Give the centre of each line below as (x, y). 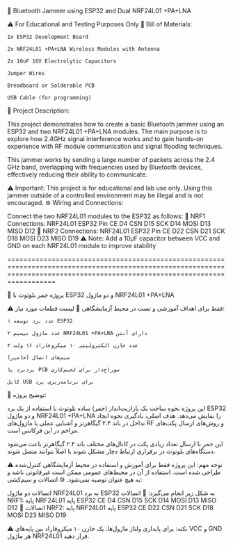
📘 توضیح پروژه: (27, 395)
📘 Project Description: (39, 111)
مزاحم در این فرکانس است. (43, 430)
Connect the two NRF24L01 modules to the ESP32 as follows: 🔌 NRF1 (106, 216)
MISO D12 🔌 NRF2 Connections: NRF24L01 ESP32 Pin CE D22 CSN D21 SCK (116, 231)
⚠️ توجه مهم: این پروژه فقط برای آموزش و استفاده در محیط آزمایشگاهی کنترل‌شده (115, 465)
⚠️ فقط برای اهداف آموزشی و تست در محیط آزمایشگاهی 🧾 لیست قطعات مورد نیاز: (116, 308)
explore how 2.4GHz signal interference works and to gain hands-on (105, 139)
